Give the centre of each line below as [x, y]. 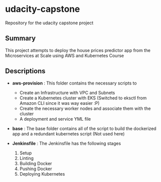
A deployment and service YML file [55, 119]
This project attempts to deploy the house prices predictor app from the [78, 50]
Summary [20, 38]
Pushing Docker [36, 169]
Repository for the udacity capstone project [49, 23]
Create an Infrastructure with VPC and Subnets [67, 92]
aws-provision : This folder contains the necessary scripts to [74, 83]
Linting [26, 158]
